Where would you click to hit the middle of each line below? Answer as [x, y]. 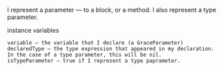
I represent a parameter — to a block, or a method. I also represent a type [112, 10]
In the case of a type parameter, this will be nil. [85, 55]
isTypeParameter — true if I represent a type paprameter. [94, 61]
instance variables [33, 30]
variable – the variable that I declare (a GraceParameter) [96, 43]
